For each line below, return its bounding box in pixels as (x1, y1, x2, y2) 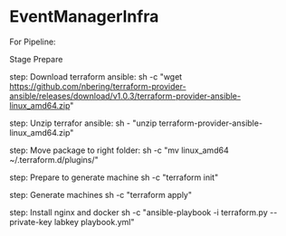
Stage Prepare (9, 53, 63, 64)
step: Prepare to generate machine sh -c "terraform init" (9, 172, 219, 183)
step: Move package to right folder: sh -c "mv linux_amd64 (9, 145, 229, 156)
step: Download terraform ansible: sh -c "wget (9, 71, 183, 82)
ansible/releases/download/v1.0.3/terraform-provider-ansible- (9, 90, 242, 101)
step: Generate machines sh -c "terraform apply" (9, 189, 193, 200)
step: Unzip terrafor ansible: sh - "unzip (9, 118, 157, 128)
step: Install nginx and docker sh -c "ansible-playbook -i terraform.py (9, 206, 269, 218)
